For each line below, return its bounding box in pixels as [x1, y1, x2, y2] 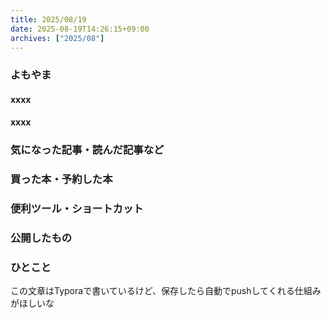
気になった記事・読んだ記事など [10, 143, 165, 157]
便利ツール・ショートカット [10, 202, 144, 216]
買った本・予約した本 [10, 172, 113, 186]
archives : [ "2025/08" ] [10, 33, 105, 43]
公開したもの [10, 231, 73, 245]
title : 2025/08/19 [10, 14, 87, 25]
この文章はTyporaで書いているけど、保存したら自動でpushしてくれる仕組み [10, 285, 322, 297]
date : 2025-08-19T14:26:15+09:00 [10, 24, 150, 34]
